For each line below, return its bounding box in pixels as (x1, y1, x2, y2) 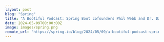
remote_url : (5, 29, 29, 34)
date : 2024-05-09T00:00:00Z (5, 20, 62, 26)
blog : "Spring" (5, 12, 36, 16)
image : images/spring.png (5, 25, 58, 30)
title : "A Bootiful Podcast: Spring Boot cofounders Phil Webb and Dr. (5, 16, 154, 21)
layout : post (5, 7, 32, 12)
